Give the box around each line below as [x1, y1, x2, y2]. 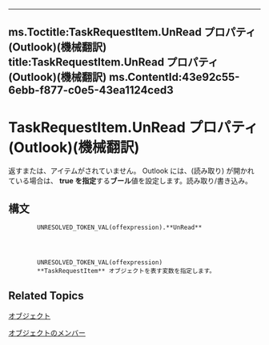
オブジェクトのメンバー [8, 327, 86, 337]
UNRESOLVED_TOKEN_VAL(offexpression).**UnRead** [37, 223, 203, 232]
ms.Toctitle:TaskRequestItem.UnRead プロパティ [8, 26, 256, 39]
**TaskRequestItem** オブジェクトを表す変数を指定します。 [37, 267, 216, 275]
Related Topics [8, 289, 84, 303]
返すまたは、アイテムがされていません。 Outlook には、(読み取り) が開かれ [8, 166, 255, 176]
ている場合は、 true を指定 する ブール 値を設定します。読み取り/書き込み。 [8, 176, 252, 186]
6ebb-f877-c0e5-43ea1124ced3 [8, 83, 174, 97]
